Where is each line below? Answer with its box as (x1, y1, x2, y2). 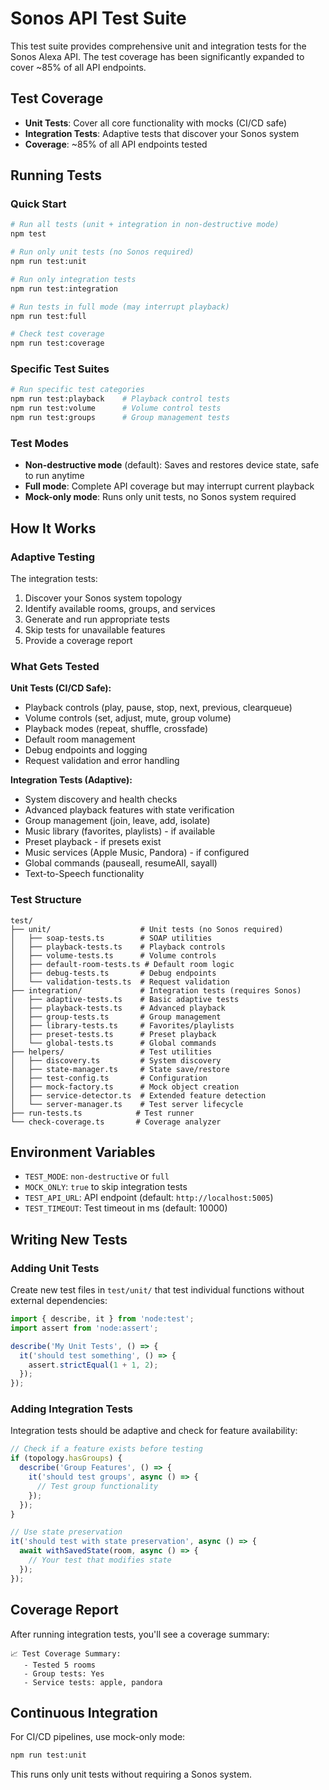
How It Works (10, 520, 97, 537)
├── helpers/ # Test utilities (10, 1047, 213, 1057)
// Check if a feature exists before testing (10, 1444, 203, 1454)
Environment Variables (10, 1143, 156, 1161)
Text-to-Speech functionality (24, 868, 145, 880)
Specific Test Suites (10, 362, 110, 376)
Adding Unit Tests (10, 1261, 100, 1275)
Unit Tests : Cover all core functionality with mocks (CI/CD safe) (24, 117, 288, 129)
